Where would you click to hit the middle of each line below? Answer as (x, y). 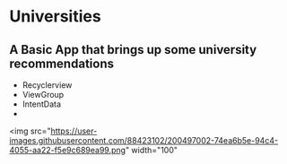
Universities (55, 17)
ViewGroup (43, 95)
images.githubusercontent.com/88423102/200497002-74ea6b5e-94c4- (144, 140)
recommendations (62, 63)
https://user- (74, 131)
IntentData (41, 104)
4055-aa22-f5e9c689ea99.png (68, 150)
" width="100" (151, 150)
